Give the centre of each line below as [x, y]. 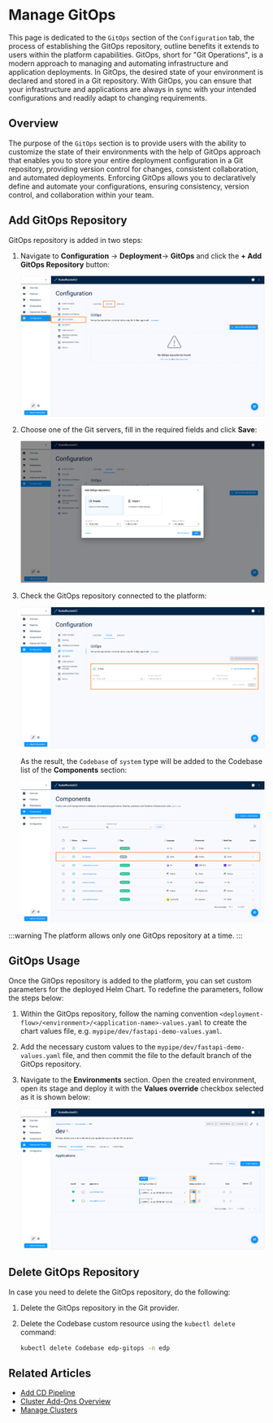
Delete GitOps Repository [74, 1272]
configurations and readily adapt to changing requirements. [108, 98]
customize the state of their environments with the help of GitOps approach [135, 151]
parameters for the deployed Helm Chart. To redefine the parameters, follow [136, 989]
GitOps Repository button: [65, 264]
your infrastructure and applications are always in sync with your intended [132, 89]
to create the [226, 1022]
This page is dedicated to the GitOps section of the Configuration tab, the [132, 37]
